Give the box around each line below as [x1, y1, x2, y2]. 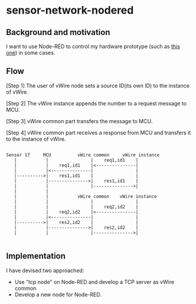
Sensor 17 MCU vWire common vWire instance [6, 152, 160, 158]
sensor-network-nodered [6, 4, 134, 17]
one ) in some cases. [6, 49, 55, 56]
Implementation [6, 251, 66, 261]
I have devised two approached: [6, 267, 84, 274]
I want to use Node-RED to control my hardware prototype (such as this [6, 43, 180, 50]
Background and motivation [6, 27, 110, 37]
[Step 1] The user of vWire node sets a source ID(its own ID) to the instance [6, 82, 190, 89]
